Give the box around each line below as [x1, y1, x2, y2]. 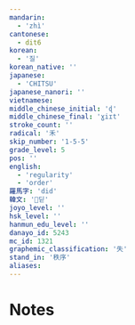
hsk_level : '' [9, 211, 62, 221]
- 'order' [17, 179, 53, 188]
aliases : [9, 262, 42, 271]
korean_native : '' [9, 63, 77, 72]
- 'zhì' [17, 21, 46, 30]
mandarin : [9, 12, 46, 22]
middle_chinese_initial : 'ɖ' [9, 104, 117, 113]
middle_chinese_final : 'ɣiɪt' [9, 112, 122, 121]
